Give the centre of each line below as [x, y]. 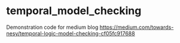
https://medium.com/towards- [137, 27]
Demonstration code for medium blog [52, 27]
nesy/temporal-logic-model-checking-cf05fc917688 [71, 33]
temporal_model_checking [74, 11]
